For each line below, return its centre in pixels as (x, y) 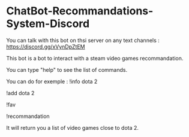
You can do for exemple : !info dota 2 (52, 81)
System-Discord (48, 24)
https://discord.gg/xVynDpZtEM (46, 47)
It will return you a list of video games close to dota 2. (73, 127)
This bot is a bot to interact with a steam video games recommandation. (95, 58)
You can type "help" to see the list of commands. (67, 69)
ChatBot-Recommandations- (80, 11)
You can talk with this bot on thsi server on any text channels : (83, 40)
